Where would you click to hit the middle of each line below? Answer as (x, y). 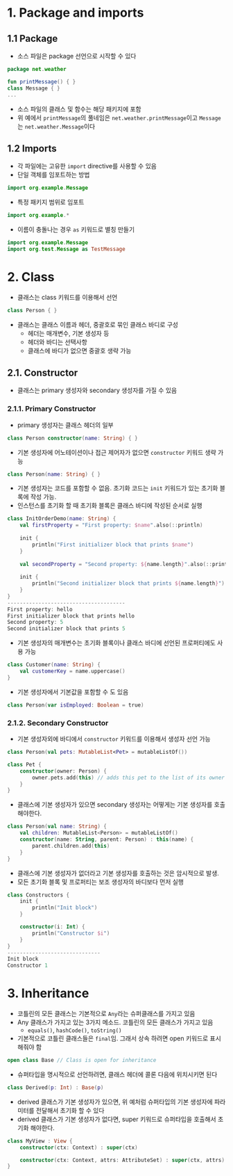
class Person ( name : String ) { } (54, 474)
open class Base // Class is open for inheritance (82, 1061)
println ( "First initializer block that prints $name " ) (113, 545)
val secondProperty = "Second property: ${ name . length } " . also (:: (116, 564)
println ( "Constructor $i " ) (71, 933)
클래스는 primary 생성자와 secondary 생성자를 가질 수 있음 (97, 390)
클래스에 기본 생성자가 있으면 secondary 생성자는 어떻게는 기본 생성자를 (115, 805)
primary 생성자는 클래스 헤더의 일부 (65, 425)
